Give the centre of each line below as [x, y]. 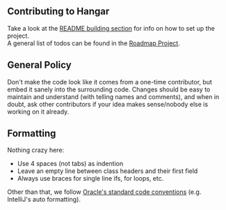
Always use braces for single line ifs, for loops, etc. [90, 179]
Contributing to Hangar [58, 12]
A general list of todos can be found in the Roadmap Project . [94, 43]
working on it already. [38, 112]
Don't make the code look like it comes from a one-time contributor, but [110, 82]
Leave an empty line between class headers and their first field [107, 171]
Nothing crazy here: [36, 150]
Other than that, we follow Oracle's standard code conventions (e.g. [104, 192]
